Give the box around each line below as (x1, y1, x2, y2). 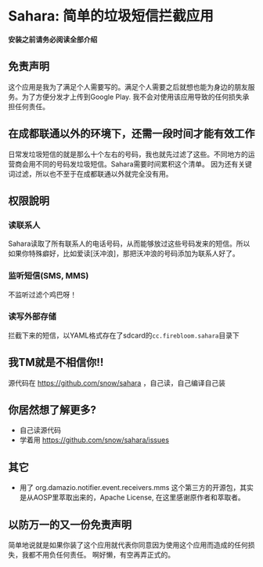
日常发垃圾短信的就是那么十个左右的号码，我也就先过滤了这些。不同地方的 (8, 149, 248, 159)
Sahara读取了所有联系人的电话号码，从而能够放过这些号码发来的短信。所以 (8, 239, 250, 248)
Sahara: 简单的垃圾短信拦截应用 (8, 7, 214, 25)
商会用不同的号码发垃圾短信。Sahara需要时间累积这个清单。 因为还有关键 (14, 159, 253, 169)
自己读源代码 (19, 426, 61, 435)
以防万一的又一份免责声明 (8, 518, 131, 531)
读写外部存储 (8, 311, 57, 322)
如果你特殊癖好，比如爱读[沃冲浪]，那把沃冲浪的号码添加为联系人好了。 (8, 249, 240, 258)
